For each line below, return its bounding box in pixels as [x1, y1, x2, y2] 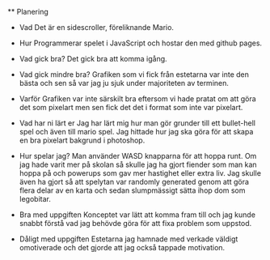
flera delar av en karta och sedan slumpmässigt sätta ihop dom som [19, 185, 246, 195]
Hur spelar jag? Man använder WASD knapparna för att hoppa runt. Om [19, 151, 257, 160]
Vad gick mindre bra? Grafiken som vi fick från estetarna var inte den [19, 70, 250, 79]
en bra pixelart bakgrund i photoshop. [19, 135, 146, 145]
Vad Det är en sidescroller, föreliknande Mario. [19, 23, 175, 32]
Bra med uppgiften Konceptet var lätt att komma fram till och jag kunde [19, 210, 256, 220]
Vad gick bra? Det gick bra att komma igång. [19, 54, 167, 63]
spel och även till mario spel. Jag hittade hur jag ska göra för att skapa [19, 127, 254, 136]
